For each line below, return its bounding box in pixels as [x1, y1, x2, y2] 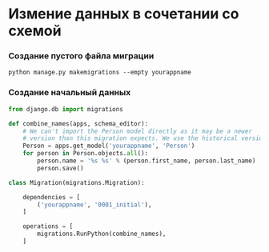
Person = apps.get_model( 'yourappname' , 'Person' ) [22, 142, 195, 150]
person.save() [37, 164, 84, 172]
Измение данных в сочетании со [8, 5, 239, 23]
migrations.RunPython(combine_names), [37, 230, 167, 238]
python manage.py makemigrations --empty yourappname [8, 69, 192, 77]
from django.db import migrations [8, 105, 124, 113]
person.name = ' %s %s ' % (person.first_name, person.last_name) [37, 157, 256, 165]
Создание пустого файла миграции [8, 50, 155, 62]
